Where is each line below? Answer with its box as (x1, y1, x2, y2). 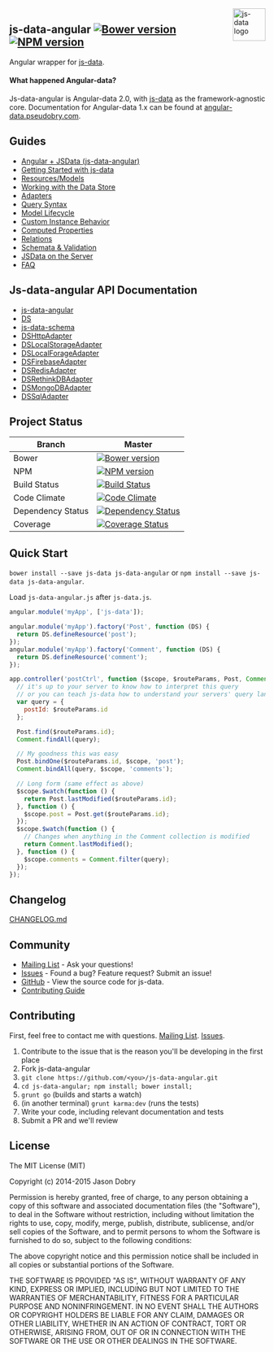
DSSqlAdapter (20, 391, 69, 401)
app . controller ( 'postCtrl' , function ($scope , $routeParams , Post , (9, 675, 243, 684)
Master (124, 439, 153, 450)
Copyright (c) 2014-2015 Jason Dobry (9, 1176, 137, 1186)
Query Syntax (20, 199, 67, 209)
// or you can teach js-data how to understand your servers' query (16, 690, 254, 698)
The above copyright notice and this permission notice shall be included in (9, 1251, 259, 1261)
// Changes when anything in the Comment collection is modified (24, 833, 250, 841)
